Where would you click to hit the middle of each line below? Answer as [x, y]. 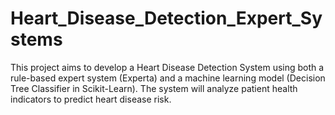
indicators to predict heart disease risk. [91, 99]
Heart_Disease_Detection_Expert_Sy [166, 18]
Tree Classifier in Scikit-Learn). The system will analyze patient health [154, 88]
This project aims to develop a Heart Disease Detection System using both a [167, 67]
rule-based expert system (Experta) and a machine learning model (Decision [168, 78]
